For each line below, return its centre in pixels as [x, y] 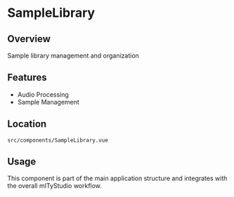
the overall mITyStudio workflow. [54, 186]
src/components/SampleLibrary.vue [58, 140]
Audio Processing [43, 94]
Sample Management [48, 102]
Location [27, 124]
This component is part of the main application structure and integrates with [117, 178]
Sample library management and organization [73, 55]
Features [27, 77]
